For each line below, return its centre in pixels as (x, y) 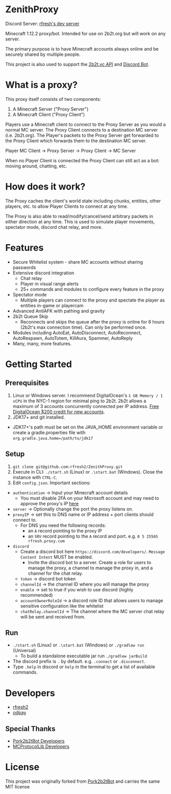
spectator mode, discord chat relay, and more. (54, 227)
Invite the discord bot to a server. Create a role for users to (90, 562)
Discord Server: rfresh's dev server (42, 24)
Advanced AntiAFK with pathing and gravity (59, 311)
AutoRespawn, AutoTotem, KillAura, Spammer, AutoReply (73, 338)
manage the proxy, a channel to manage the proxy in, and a (90, 568)
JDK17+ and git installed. (39, 417)
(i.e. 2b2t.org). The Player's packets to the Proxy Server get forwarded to (82, 135)
